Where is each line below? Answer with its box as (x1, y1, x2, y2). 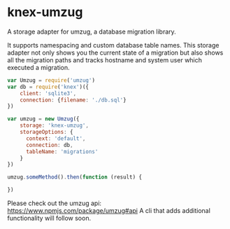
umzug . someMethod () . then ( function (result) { (7, 174, 142, 181)
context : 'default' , (25, 134, 86, 142)
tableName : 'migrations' (25, 148, 99, 155)
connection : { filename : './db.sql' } (20, 96, 127, 104)
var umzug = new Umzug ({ (7, 116, 80, 123)
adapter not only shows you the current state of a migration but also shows (7, 48, 224, 57)
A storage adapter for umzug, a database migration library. (7, 27, 176, 36)
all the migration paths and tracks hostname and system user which (7, 55, 203, 64)
